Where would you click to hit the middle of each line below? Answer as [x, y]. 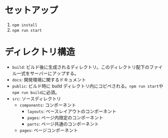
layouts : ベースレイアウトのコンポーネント [72, 111]
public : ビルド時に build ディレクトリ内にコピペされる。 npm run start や [88, 86]
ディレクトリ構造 [40, 52]
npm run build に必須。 [36, 92]
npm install [25, 25]
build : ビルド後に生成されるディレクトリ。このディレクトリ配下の [81, 67]
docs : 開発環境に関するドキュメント [49, 79]
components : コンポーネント [48, 105]
